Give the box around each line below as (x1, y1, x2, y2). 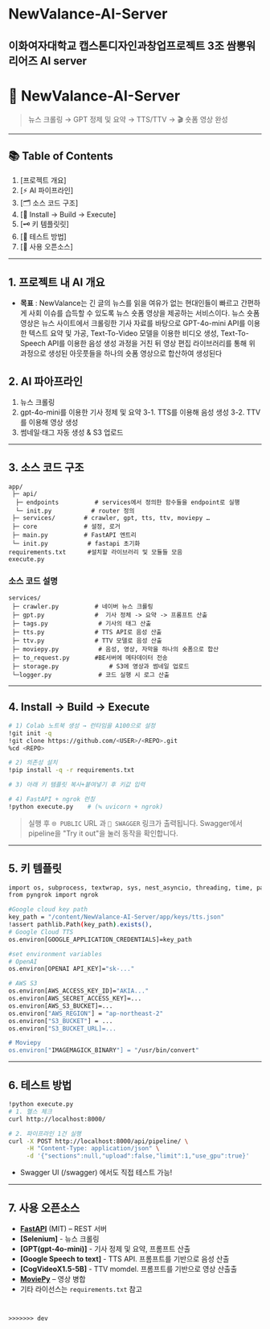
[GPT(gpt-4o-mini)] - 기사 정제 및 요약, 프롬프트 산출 (19, 1244, 191, 1253)
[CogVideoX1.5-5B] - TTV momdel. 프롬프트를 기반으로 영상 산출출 (19, 1264, 238, 1273)
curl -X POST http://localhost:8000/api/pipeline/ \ (8, 1137, 189, 1145)
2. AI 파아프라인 (8, 374, 83, 388)
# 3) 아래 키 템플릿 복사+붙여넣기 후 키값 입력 (8, 781, 145, 789)
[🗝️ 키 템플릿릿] (19, 219, 70, 229)
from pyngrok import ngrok (8, 891, 99, 899)
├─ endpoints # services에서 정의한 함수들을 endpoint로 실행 (15, 498, 240, 506)
